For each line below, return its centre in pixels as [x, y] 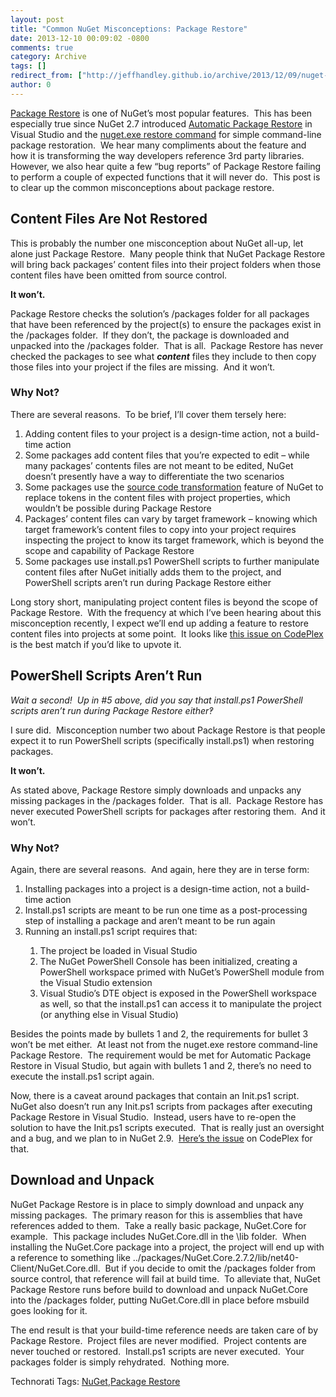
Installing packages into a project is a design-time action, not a [154, 888]
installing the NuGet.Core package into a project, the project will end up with [167, 1247]
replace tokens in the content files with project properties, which [157, 497]
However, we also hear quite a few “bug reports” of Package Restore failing [166, 166]
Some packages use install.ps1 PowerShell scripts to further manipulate [172, 561]
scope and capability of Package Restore [109, 550]
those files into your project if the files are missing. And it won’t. [143, 367]
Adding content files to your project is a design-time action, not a [158, 433]
